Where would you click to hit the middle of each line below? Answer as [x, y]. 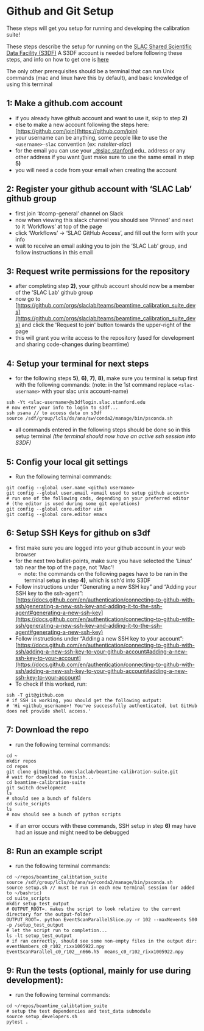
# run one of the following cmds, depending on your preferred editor [98, 498]
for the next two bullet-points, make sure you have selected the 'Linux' [104, 561]
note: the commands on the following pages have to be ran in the [106, 573]
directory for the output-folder [49, 914]
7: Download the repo [48, 730]
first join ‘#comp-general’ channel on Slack [69, 213]
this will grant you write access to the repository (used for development [105, 338]
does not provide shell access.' [49, 711]
